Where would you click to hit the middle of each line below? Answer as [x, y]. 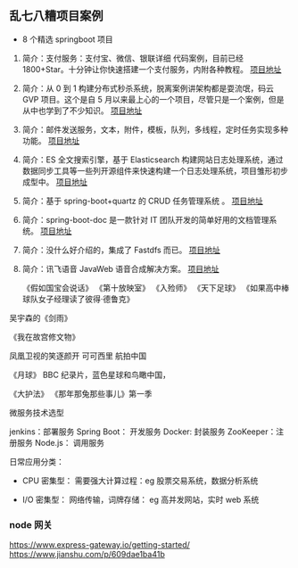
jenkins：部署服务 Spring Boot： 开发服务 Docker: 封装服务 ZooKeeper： [143, 432]
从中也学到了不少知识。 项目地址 [82, 111]
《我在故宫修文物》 [45, 336]
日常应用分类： [37, 461]
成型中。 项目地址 [54, 182]
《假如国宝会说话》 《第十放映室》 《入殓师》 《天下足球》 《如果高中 [152, 287]
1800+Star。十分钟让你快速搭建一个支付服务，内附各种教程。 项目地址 [152, 69]
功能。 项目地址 [51, 140]
